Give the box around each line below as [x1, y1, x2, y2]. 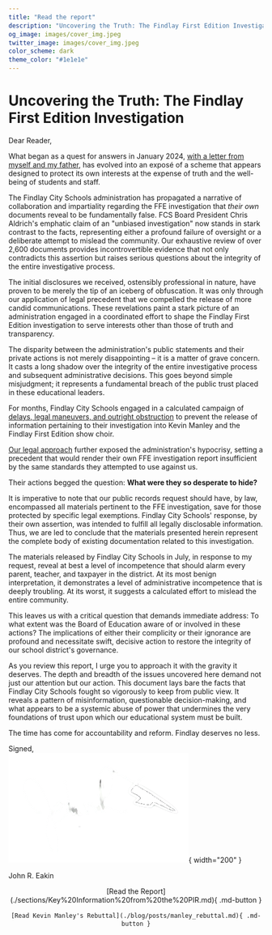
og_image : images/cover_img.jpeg [8, 30, 121, 38]
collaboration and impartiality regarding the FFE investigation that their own [8, 201, 259, 210]
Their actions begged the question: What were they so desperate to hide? [8, 478, 257, 487]
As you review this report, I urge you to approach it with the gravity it [8, 661, 237, 670]
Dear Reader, [8, 135, 53, 145]
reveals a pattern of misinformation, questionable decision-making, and [8, 695, 247, 704]
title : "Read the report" [8, 13, 96, 21]
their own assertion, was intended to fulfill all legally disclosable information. [8, 519, 263, 529]
